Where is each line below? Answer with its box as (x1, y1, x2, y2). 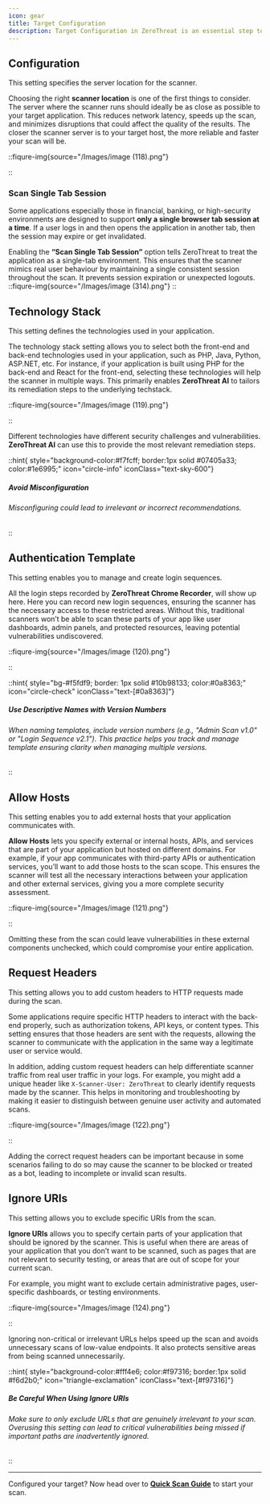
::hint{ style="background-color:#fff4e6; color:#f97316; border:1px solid (8, 1366, 247, 1376)
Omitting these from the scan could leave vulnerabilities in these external (8, 934, 250, 944)
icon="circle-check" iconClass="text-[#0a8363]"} (8, 686, 175, 696)
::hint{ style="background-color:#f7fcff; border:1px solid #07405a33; (8, 456, 237, 466)
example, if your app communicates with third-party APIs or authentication (8, 853, 256, 863)
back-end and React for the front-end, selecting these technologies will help (8, 367, 261, 377)
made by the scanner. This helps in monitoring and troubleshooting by (8, 1087, 240, 1096)
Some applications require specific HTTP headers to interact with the (8, 1012, 237, 1021)
